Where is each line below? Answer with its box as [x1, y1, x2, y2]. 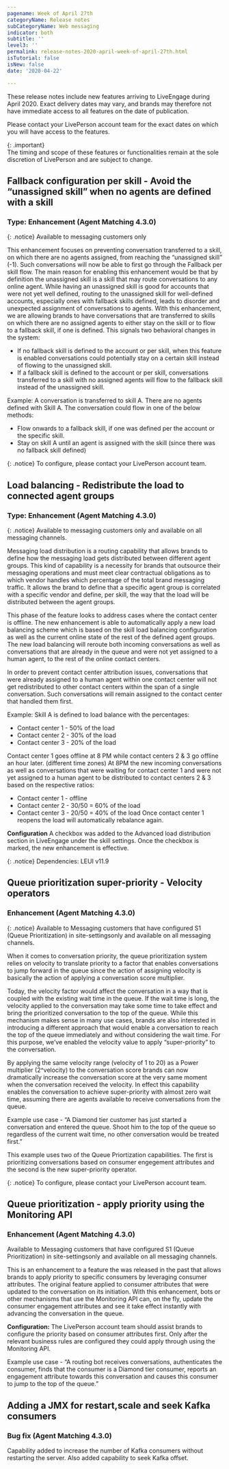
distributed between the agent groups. [7, 597, 116, 606]
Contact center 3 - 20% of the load [16, 738, 116, 746]
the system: [7, 333, 40, 342]
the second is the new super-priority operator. [7, 1165, 137, 1173]
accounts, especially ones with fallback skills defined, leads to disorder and [7, 297, 220, 305]
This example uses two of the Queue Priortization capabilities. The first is [7, 1150, 213, 1159]
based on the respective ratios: [7, 780, 95, 789]
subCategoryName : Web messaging [7, 23, 99, 29]
